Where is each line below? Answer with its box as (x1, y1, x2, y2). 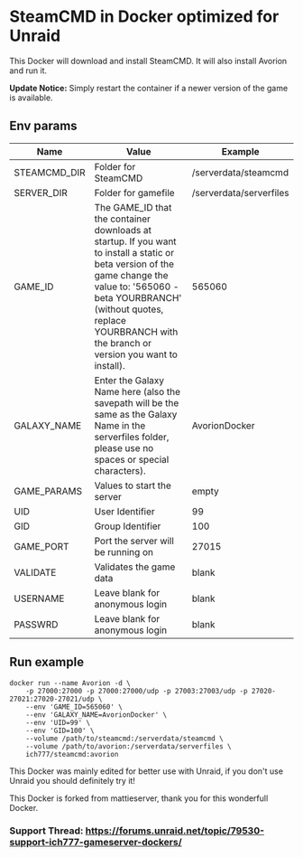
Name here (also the (94, 385, 180, 398)
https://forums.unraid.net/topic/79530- (85, 824, 264, 837)
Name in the (94, 419, 146, 431)
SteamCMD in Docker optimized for (9, 6, 280, 27)
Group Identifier (94, 520, 161, 532)
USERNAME (14, 592, 65, 605)
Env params (9, 118, 78, 134)
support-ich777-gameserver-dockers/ (9, 836, 182, 849)
